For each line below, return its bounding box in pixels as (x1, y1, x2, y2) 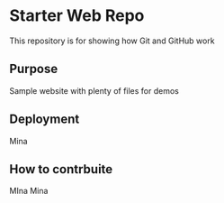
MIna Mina (9, 186, 49, 197)
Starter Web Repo (9, 5, 145, 26)
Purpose (9, 61, 58, 77)
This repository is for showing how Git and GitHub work (9, 35, 215, 46)
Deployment (9, 112, 80, 127)
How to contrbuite (9, 161, 113, 177)
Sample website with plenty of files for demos (9, 85, 180, 96)
